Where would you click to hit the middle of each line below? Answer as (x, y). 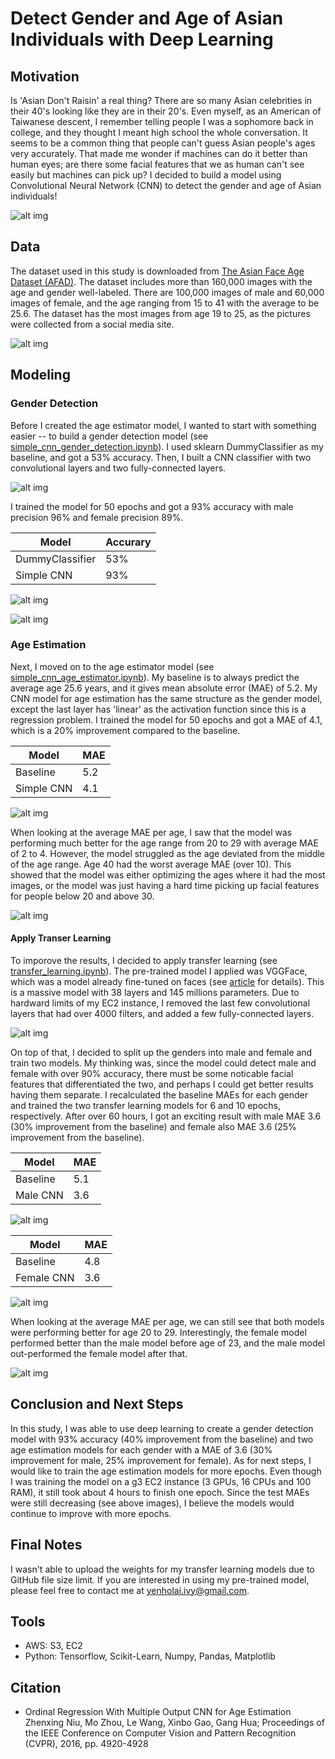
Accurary (128, 542)
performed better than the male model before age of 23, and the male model (168, 1343)
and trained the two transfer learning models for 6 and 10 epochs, (146, 1105)
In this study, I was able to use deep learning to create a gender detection (162, 1428)
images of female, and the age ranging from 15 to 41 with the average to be (165, 303)
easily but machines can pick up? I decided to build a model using (146, 175)
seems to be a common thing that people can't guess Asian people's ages (163, 143)
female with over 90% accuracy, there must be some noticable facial (152, 1073)
